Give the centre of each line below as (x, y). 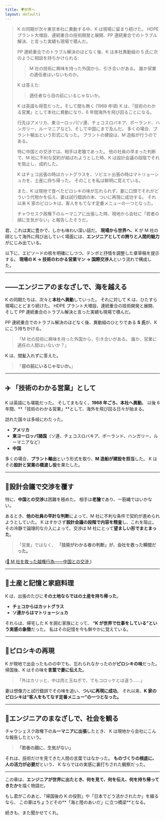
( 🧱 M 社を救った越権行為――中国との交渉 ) (48, 561)
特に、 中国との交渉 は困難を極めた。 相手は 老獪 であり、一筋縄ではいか (77, 499)
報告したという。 (27, 737)
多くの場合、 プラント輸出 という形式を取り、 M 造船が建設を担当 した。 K (79, 459)
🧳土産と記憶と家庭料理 (40, 583)
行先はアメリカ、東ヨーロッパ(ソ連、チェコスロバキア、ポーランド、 (86, 122)
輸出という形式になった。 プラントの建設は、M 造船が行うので (94, 135)
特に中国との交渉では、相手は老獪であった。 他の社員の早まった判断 (86, 151)
